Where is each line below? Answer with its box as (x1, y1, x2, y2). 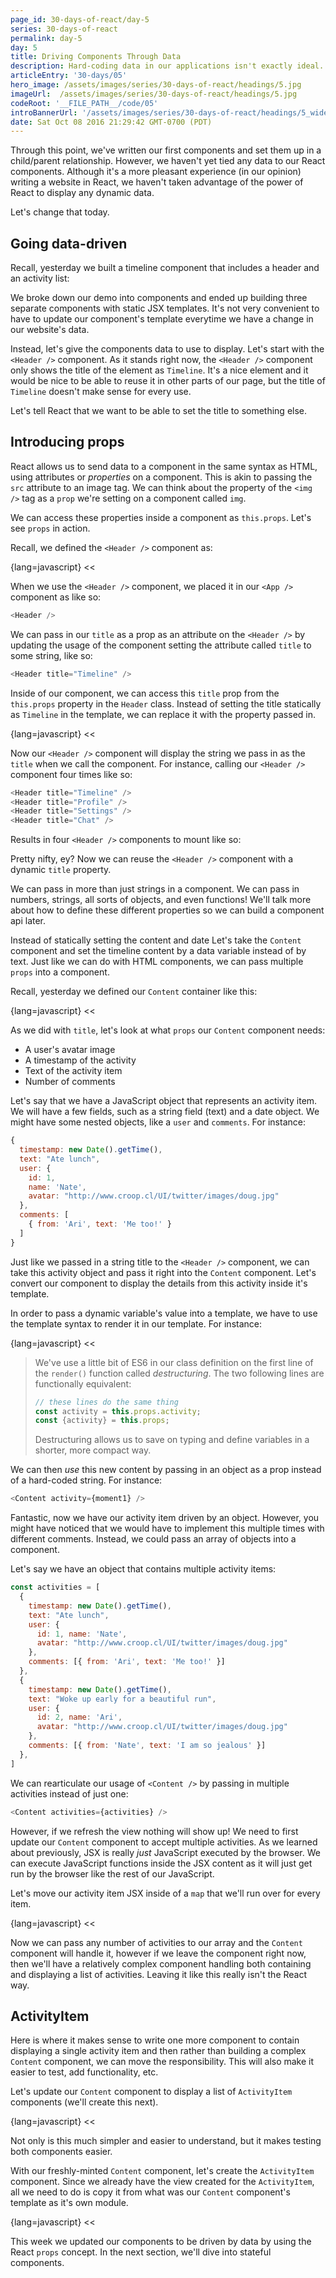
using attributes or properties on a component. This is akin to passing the (10, 471, 313, 483)
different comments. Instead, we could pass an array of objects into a (10, 1533, 297, 1545)
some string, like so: (10, 649, 93, 661)
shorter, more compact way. (34, 1444, 152, 1456)
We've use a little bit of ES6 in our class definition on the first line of (34, 1356, 314, 1368)
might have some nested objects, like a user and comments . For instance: (10, 1116, 306, 1128)
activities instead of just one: (10, 1787, 129, 1800)
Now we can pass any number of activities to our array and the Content (10, 1936, 303, 1948)
